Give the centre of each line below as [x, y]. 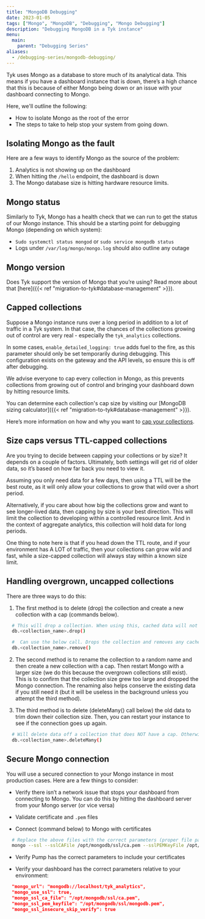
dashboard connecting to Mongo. [48, 94]
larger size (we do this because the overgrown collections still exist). [101, 672]
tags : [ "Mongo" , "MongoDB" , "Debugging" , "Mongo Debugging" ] [86, 23]
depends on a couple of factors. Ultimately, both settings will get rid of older [102, 462]
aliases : [17, 52]
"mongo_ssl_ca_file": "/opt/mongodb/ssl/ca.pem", [76, 898]
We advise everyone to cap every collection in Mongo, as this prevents [95, 378]
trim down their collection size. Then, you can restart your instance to [103, 717]
